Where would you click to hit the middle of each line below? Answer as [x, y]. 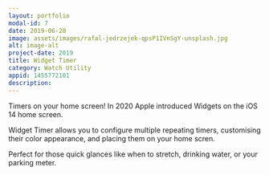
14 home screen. [36, 114]
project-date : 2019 [41, 53]
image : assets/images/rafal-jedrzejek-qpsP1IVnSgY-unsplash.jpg [118, 38]
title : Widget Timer [43, 61]
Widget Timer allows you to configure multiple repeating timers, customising [134, 130]
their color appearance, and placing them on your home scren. [112, 138]
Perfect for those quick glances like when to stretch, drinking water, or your [133, 154]
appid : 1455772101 [39, 75]
